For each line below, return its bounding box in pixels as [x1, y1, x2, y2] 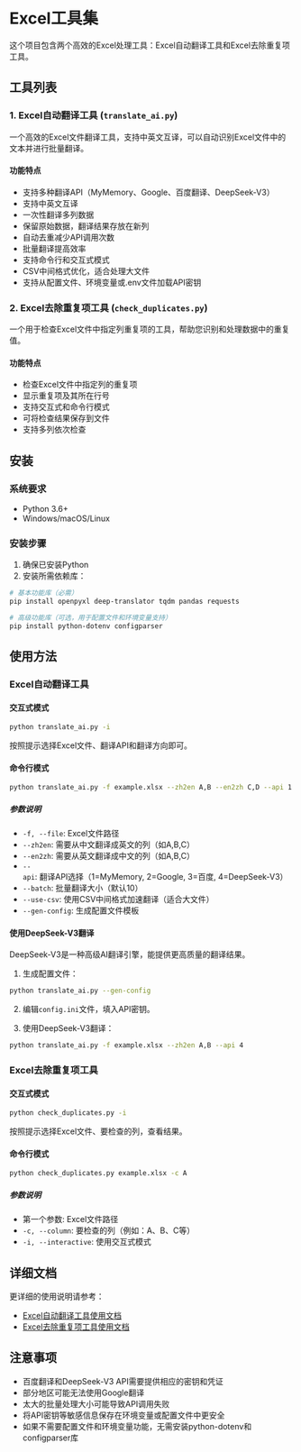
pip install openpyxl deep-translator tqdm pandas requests [9, 597, 241, 607]
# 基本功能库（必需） [9, 589, 78, 598]
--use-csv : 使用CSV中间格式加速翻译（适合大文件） [22, 894, 214, 905]
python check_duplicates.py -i [9, 1109, 127, 1118]
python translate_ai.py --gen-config [9, 986, 151, 996]
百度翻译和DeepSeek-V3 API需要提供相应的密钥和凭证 [22, 1375, 223, 1386]
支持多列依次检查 [22, 425, 87, 435]
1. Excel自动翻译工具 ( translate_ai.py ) [9, 109, 178, 122]
